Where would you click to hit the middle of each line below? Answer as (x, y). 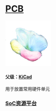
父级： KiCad (19, 76)
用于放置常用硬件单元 (27, 89)
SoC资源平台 (21, 103)
